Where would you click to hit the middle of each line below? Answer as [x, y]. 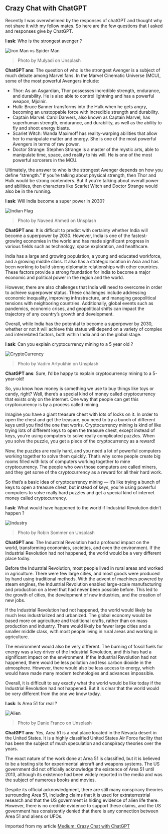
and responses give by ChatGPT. [39, 31]
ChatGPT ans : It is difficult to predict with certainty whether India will [76, 230]
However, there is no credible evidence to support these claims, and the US [83, 805]
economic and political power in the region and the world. [65, 277]
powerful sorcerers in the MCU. [45, 160]
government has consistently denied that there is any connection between [82, 811]
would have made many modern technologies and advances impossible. [80, 673]
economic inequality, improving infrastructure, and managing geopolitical [81, 298]
